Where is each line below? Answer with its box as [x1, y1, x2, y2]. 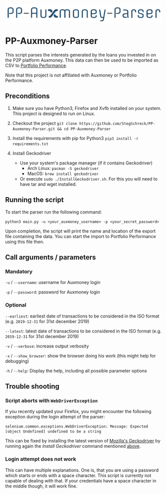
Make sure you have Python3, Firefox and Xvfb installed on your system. [12, 105, 162, 111]
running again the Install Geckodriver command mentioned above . [5, 443, 141, 449]
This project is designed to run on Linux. [12, 110, 96, 116]
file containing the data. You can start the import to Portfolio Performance [5, 233, 156, 239]
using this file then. [5, 238, 44, 244]
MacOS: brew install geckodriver [27, 170, 99, 176]
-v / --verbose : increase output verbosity [5, 343, 89, 349]
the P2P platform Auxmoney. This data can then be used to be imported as [5, 57, 159, 63]
